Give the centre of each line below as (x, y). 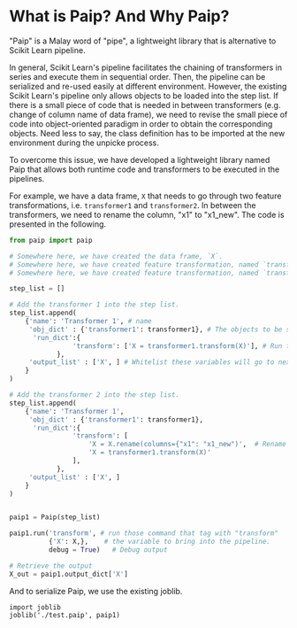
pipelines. (27, 178)
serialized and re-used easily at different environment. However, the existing (148, 86)
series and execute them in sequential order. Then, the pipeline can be (137, 76)
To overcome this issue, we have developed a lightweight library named (140, 159)
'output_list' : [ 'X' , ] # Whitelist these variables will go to (152, 362)
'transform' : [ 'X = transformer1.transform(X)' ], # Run (177, 346)
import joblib (35, 607)
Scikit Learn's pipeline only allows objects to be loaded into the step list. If (144, 96)
